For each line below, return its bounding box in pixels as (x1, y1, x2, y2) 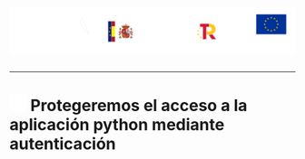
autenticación (9, 134, 116, 154)
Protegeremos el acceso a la (30, 96, 248, 116)
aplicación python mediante (9, 115, 225, 136)
